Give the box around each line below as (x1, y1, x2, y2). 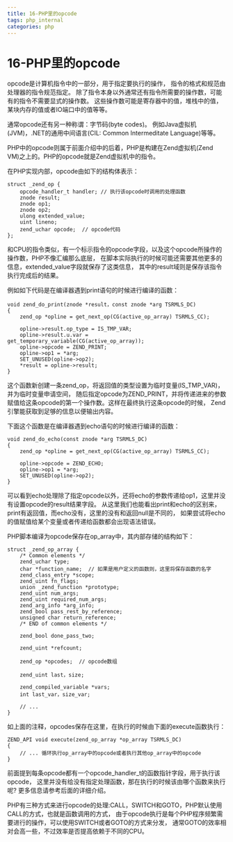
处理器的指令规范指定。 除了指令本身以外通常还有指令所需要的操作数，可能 (7, 88, 223, 97)
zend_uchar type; (19, 559, 70, 566)
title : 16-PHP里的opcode (7, 10, 77, 17)
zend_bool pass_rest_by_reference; (19, 609, 123, 616)
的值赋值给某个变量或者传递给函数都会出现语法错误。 (7, 518, 160, 526)
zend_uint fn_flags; (19, 578, 79, 585)
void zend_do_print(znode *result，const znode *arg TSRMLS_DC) (7, 302, 197, 308)
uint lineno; (19, 219, 58, 226)
